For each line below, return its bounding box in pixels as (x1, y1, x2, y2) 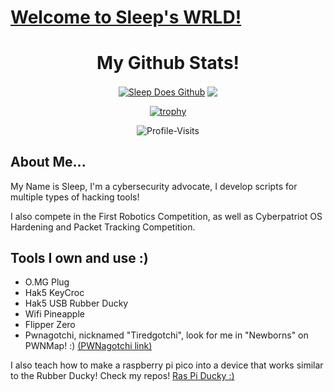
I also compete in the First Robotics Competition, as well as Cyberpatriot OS (10, 210, 323, 222)
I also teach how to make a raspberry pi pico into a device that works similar (10, 359, 324, 371)
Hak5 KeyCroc (24, 287, 85, 299)
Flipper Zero (24, 319, 76, 331)
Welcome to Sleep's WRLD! (10, 6, 242, 29)
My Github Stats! (96, 52, 240, 75)
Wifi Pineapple (24, 308, 85, 320)
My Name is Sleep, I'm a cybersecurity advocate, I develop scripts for (10, 180, 298, 192)
